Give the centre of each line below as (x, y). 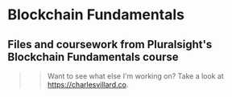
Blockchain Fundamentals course (93, 57)
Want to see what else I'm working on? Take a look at (136, 76)
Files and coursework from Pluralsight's (110, 44)
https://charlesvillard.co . (88, 85)
